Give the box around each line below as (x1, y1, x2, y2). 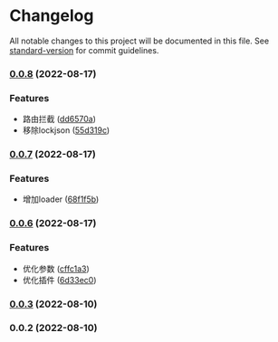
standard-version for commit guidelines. (9, 44, 159, 55)
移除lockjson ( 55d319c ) (22, 125, 110, 136)
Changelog (9, 5, 94, 26)
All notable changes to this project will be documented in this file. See (9, 35, 270, 46)
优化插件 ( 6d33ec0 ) (22, 274, 97, 285)
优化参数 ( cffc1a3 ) (22, 263, 91, 274)
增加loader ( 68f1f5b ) (22, 194, 100, 204)
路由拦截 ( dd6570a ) (22, 114, 97, 125)
